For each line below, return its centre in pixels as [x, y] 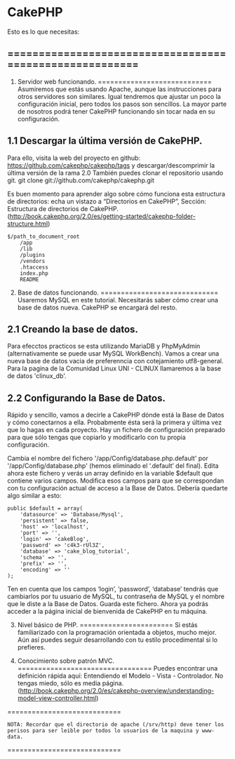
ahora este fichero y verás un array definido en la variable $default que [110, 473]
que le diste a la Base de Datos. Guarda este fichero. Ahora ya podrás [108, 604]
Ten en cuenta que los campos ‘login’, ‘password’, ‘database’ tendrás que [113, 589]
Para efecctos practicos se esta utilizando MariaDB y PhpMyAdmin [104, 346]
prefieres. [31, 647]
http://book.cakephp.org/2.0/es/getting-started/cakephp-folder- [103, 216]
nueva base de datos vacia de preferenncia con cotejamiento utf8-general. [115, 361]
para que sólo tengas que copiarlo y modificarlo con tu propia [96, 437]
